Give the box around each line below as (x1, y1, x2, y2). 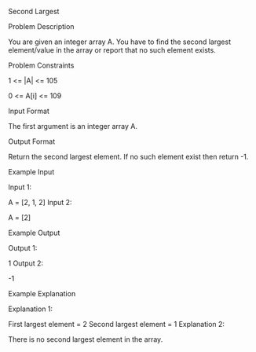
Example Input (8, 167, 55, 176)
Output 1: (8, 244, 38, 252)
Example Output (8, 228, 60, 237)
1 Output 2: (8, 258, 44, 268)
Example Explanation (8, 289, 76, 298)
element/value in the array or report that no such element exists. (8, 46, 216, 54)
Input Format (8, 106, 49, 115)
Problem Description (8, 22, 75, 31)
